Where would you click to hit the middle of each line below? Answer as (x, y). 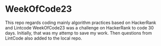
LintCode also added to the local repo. (44, 38)
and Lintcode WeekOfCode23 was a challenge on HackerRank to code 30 (80, 27)
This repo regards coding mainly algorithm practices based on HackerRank (81, 23)
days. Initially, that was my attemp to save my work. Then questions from (79, 33)
